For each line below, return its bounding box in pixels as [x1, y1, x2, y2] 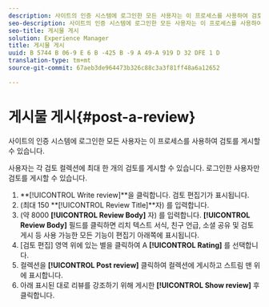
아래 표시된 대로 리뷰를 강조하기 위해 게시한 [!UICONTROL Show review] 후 [19, 280, 260, 289]
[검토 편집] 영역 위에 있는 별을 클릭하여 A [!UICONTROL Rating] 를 [19, 240, 231, 249]
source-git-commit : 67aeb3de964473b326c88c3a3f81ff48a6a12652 [8, 64, 220, 72]
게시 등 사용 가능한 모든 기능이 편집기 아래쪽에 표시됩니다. [19, 230, 200, 240]
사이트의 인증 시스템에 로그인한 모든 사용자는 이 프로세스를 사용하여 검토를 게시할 [8, 135, 261, 145]
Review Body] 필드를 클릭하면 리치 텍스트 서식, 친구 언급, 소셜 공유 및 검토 [19, 220, 255, 229]
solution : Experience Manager [8, 34, 110, 42]
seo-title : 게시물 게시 [8, 26, 79, 34]
